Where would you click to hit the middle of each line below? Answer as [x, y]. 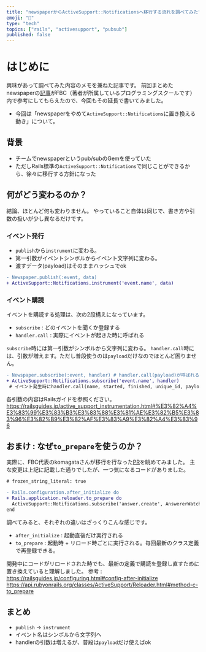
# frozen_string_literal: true [46, 481]
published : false [29, 35]
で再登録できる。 [37, 550]
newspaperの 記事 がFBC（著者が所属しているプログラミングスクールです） [101, 93]
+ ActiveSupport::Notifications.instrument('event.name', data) [90, 283]
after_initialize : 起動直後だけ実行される [69, 535]
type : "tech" [23, 23]
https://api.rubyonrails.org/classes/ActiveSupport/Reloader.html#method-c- [102, 585]
